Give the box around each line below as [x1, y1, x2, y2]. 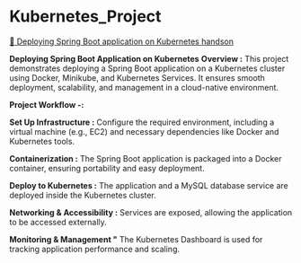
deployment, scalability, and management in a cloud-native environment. [9, 82, 279, 92]
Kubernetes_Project [9, 6, 162, 27]
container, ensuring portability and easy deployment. [9, 162, 205, 173]
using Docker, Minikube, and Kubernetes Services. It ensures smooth [9, 72, 265, 83]
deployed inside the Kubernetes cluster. [9, 189, 157, 200]
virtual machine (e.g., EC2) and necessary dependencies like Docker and [9, 126, 279, 136]
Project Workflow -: [9, 99, 84, 110]
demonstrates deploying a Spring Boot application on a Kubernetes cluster [9, 63, 286, 74]
